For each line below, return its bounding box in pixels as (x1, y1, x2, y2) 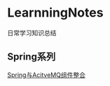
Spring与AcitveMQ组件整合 (7, 71, 86, 79)
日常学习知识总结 (7, 28, 57, 37)
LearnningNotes (7, 5, 104, 21)
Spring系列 (7, 51, 56, 63)
